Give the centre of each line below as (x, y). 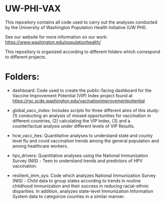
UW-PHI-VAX (33, 9)
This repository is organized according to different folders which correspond (83, 52)
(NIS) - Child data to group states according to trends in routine (77, 180)
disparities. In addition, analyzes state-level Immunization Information (83, 191)
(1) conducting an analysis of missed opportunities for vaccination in (82, 116)
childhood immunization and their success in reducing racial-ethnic (81, 186)
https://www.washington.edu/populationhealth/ (53, 42)
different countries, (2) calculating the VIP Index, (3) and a (71, 120)
